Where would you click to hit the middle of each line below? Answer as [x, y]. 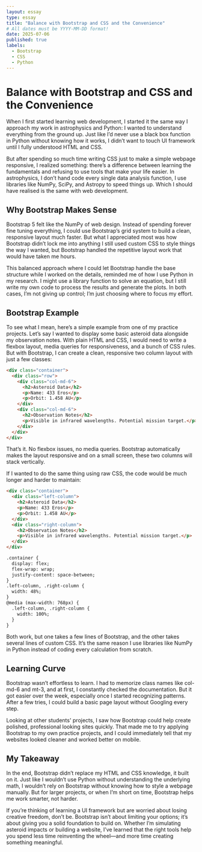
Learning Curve [36, 668]
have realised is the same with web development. [67, 191]
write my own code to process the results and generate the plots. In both [96, 288]
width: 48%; [27, 592]
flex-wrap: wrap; [33, 569]
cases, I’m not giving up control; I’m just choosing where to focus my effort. [100, 294]
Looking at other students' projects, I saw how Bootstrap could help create [99, 721]
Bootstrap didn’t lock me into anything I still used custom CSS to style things [101, 244]
